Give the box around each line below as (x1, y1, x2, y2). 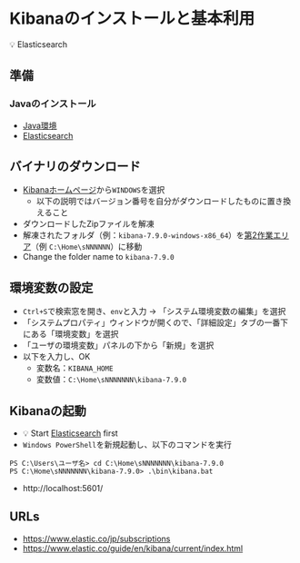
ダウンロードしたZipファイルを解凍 (22, 219, 155, 230)
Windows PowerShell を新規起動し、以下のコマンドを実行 (22, 440, 232, 450)
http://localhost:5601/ (22, 483, 104, 494)
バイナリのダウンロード (9, 159, 141, 174)
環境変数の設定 (9, 280, 94, 295)
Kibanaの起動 (9, 403, 86, 419)
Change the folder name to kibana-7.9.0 (22, 252, 175, 262)
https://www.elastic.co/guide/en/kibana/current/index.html (22, 542, 244, 554)
